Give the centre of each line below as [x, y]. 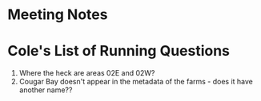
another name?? [46, 90]
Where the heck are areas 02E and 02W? [87, 73]
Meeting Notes [58, 15]
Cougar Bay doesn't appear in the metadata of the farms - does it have [136, 82]
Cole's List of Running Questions [118, 51]
